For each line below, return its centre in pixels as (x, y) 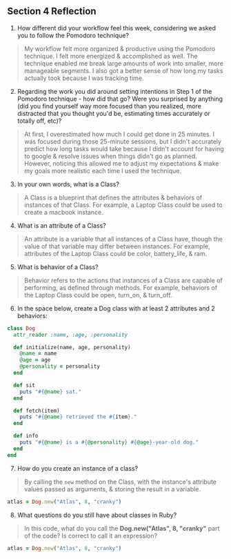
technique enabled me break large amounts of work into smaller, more (124, 63)
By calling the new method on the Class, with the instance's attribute (120, 482)
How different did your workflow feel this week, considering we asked (116, 28)
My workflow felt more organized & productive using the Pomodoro (120, 48)
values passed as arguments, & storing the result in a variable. (112, 489)
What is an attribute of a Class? (61, 225)
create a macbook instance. (63, 212)
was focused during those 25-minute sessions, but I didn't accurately (123, 141)
